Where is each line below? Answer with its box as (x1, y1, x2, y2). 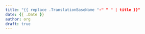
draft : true (5, 21, 31, 26)
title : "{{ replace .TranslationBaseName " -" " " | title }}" (5, 7, 140, 12)
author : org (5, 16, 31, 21)
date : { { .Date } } (5, 12, 44, 17)
